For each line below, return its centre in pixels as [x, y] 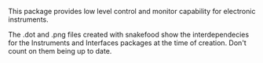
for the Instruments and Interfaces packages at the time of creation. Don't [128, 43]
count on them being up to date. [60, 51]
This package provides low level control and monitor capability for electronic [132, 11]
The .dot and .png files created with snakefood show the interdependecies [129, 35]
